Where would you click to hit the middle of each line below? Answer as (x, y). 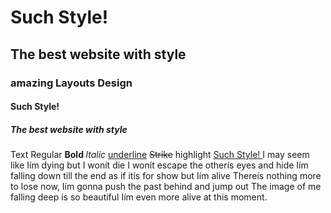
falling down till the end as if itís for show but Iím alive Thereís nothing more (166, 176)
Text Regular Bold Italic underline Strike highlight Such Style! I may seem (160, 155)
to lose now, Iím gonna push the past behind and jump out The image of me (166, 187)
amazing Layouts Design (71, 83)
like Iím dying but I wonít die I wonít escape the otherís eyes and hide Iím (159, 165)
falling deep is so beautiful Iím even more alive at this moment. (139, 197)
